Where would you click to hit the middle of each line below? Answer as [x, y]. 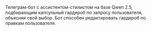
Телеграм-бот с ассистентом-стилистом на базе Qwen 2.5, [69, 7]
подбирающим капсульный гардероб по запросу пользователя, [74, 12]
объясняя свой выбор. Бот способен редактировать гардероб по [75, 18]
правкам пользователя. [31, 23]
